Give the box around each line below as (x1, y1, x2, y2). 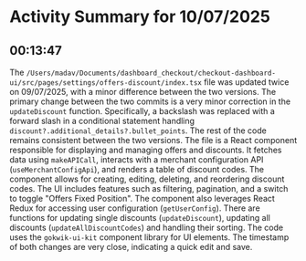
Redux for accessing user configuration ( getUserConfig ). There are (9, 203, 260, 214)
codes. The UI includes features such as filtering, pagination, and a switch (9, 183, 289, 193)
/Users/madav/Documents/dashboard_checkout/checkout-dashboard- (26, 68, 277, 78)
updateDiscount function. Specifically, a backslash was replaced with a (9, 106, 276, 116)
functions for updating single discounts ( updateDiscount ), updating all (9, 213, 271, 223)
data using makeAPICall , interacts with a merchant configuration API (9, 154, 264, 165)
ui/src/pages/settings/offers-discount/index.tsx (9, 78, 203, 88)
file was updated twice (204, 77, 290, 88)
